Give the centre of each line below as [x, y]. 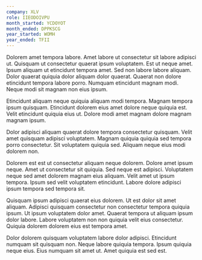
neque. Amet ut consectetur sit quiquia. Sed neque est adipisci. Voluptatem [100, 169]
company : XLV [23, 12]
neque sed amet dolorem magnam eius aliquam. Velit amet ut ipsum [90, 176]
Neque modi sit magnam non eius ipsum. [57, 89]
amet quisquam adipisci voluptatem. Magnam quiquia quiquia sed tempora [99, 138]
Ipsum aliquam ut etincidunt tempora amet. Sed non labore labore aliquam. [99, 70]
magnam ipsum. [26, 120]
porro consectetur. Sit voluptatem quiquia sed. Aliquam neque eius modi [96, 145]
